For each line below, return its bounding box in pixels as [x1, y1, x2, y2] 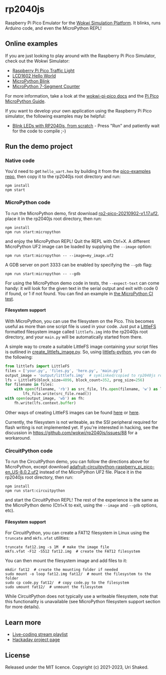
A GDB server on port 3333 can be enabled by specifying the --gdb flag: [5, 262, 152, 268]
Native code [5, 157, 35, 164]
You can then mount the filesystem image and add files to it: [5, 558, 127, 563]
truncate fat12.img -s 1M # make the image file [5, 545, 110, 550]
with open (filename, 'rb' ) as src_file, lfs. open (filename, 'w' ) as [14, 387, 158, 392]
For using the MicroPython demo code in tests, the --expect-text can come [5, 280, 160, 286]
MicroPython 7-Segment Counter [12, 83, 81, 89]
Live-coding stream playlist [12, 631, 68, 637]
